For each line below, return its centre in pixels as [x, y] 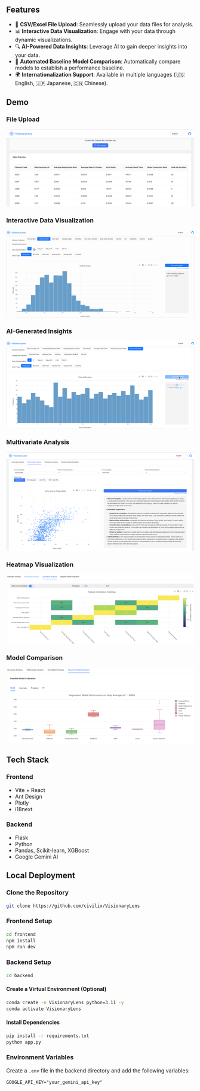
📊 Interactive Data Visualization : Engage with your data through [95, 31]
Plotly [22, 803]
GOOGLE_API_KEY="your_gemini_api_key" [54, 1082]
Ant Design [29, 796]
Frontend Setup [29, 921]
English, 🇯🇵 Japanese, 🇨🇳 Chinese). [61, 83]
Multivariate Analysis [38, 442]
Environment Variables [40, 1057]
